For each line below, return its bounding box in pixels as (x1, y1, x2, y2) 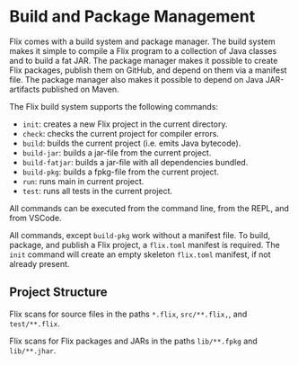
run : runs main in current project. (22, 175, 145, 186)
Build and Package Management (9, 6, 256, 27)
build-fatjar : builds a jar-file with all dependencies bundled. (22, 156, 249, 167)
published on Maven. (41, 84, 119, 94)
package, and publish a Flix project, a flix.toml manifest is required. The (9, 239, 281, 250)
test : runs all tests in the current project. (22, 185, 173, 196)
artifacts (9, 84, 40, 94)
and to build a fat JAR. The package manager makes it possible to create (9, 55, 278, 66)
